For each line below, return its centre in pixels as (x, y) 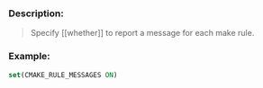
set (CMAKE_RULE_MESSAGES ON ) (63, 75)
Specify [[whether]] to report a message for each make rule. (142, 33)
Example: (29, 57)
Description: (36, 13)
